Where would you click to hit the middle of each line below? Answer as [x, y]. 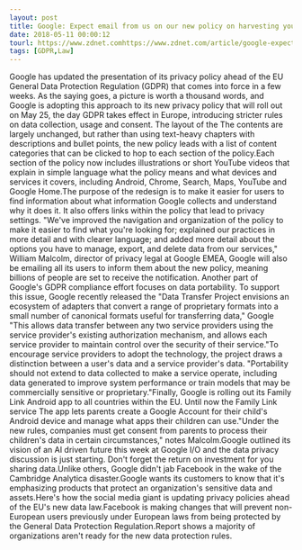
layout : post [34, 18]
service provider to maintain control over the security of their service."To [144, 345]
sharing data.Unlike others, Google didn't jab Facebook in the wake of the [146, 469]
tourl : [22, 43]
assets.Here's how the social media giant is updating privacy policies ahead [150, 498]
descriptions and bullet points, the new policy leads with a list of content [143, 144]
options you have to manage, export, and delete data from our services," [144, 249]
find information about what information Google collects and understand [143, 201]
